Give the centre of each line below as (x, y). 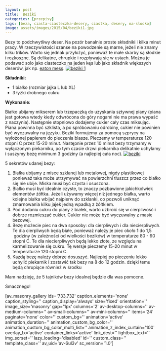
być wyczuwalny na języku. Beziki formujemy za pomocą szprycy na (75, 133)
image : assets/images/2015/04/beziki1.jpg (49, 28)
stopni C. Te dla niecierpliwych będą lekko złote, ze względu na (77, 241)
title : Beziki (21, 14)
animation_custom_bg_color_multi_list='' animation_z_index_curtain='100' (80, 328)
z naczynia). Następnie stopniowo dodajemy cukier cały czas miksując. (78, 122)
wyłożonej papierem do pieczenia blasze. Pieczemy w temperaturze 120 (79, 138)
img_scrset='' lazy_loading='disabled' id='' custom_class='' (66, 338)
